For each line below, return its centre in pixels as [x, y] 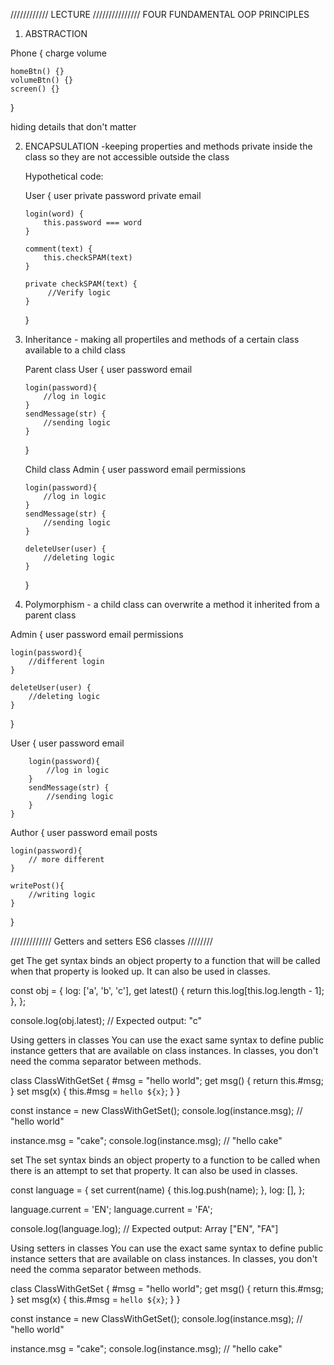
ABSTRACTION [56, 33]
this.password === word [92, 223]
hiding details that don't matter [73, 127]
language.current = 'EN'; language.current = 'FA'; [111, 1209]
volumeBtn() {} [42, 80]
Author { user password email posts [84, 832]
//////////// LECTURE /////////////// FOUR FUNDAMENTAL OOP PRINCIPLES [160, 14]
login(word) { [54, 214]
